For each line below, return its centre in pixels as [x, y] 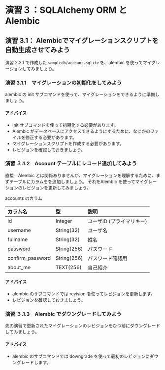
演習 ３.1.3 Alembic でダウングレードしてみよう [63, 314]
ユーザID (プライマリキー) [117, 221]
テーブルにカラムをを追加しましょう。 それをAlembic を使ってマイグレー [83, 182]
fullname [18, 239]
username [19, 230]
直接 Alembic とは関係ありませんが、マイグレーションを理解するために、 [81, 175]
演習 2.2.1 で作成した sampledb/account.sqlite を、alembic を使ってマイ [78, 63]
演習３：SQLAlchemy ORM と [66, 10]
